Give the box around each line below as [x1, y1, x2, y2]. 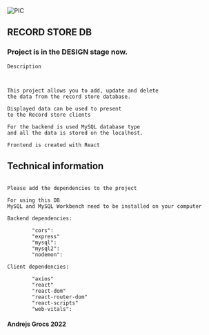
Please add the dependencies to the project [7, 184, 137, 191]
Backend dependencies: [7, 215, 72, 222]
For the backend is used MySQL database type [7, 123, 140, 131]
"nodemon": [32, 251, 63, 258]
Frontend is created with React [7, 142, 100, 149]
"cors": [32, 227, 54, 234]
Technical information [7, 160, 104, 172]
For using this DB [7, 197, 60, 204]
